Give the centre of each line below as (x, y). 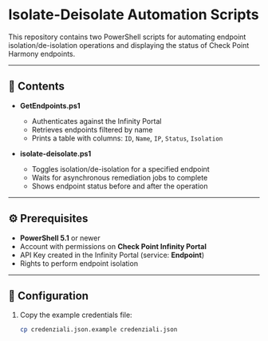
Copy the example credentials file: (76, 315)
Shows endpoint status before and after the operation (120, 186)
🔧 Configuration (49, 296)
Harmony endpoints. (42, 54)
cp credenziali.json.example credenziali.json (99, 330)
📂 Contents (37, 87)
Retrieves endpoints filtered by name (92, 129)
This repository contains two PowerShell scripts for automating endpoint (127, 37)
